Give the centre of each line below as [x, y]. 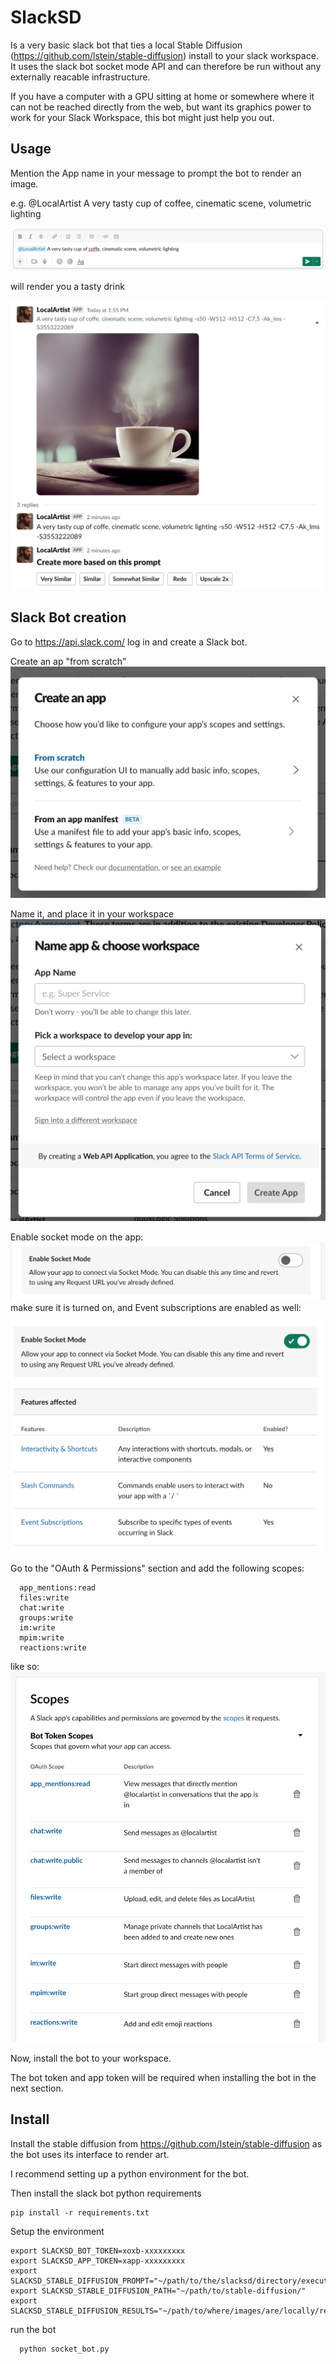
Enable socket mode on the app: [77, 1237]
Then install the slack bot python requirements [106, 2193]
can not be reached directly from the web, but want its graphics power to [161, 107]
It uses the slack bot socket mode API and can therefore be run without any [166, 66]
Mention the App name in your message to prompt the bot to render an [156, 173]
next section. [37, 2088]
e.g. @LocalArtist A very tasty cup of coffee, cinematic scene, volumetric [161, 203]
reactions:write [53, 1647]
